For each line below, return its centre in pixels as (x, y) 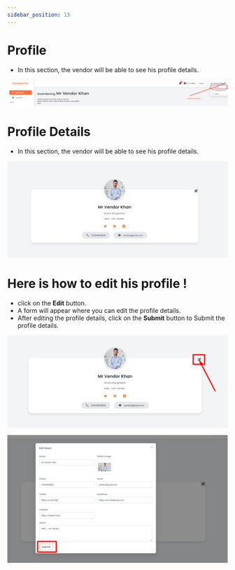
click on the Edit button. (52, 303)
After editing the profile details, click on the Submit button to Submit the (121, 318)
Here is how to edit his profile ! (97, 283)
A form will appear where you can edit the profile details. (99, 310)
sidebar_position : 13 (39, 15)
